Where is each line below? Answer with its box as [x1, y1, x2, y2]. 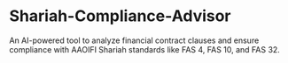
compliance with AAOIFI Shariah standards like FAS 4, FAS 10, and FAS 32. [9, 44, 281, 54]
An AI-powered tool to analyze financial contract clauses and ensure [9, 35, 260, 45]
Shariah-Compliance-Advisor [9, 6, 232, 26]
